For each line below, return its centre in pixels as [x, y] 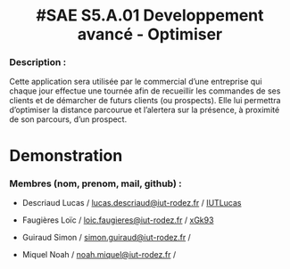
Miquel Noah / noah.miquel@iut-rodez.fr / [99, 254]
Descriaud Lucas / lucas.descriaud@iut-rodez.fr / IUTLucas [132, 202]
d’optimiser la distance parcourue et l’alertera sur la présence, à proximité [145, 110]
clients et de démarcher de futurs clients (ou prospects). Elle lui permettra [145, 101]
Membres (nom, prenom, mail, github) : [95, 183]
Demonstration [66, 155]
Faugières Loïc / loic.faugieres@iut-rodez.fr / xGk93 [118, 220]
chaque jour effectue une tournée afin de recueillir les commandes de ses [145, 91]
